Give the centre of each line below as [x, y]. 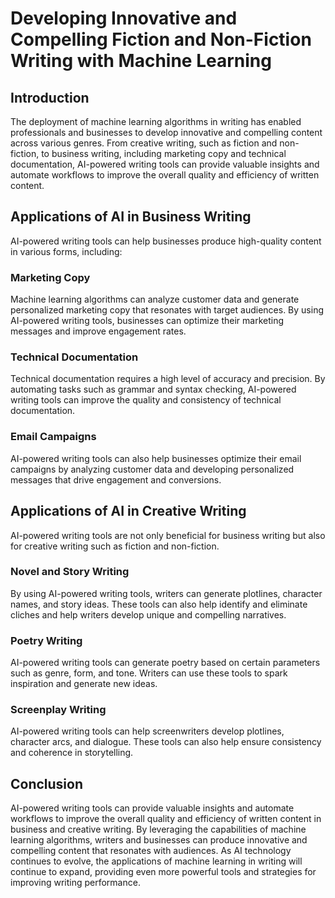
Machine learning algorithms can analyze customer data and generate [155, 299]
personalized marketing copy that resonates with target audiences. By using [167, 310]
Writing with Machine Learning [141, 61]
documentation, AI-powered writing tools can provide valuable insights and [165, 164]
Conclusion [47, 783]
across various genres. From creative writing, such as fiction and [144, 143]
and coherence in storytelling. [72, 753]
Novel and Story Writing [70, 572]
